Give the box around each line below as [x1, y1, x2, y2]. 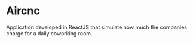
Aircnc [6, 4, 40, 18]
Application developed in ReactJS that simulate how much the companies [6, 24, 187, 31]
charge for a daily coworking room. [6, 29, 93, 37]
